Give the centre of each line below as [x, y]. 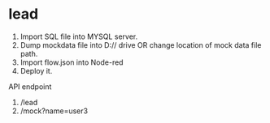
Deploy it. [36, 70]
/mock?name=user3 [54, 111]
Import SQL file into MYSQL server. [79, 36]
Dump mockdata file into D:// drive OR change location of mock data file [141, 45]
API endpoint [30, 87]
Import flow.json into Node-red [72, 62]
